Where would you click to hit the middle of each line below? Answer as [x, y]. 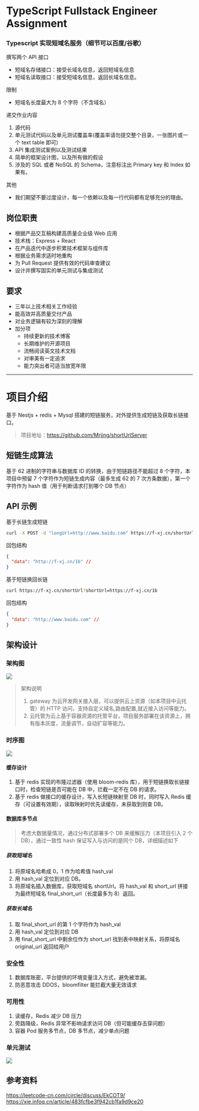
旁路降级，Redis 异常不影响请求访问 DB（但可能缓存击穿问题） [92, 1023]
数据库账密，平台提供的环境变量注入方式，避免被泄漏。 [82, 977]
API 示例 [22, 507]
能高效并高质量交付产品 [43, 314]
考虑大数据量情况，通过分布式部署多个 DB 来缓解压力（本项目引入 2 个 [107, 833]
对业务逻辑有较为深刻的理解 [49, 321]
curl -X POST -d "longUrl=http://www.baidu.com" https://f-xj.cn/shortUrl [100, 533]
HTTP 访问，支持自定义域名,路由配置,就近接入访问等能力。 [118, 709]
